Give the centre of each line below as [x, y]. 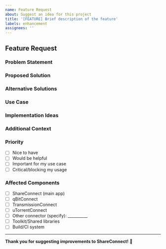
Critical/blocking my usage [40, 169]
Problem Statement [29, 62]
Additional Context [28, 129]
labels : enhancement [26, 24]
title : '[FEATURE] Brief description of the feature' [62, 19]
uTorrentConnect [30, 210]
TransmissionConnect [35, 205]
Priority [14, 142]
